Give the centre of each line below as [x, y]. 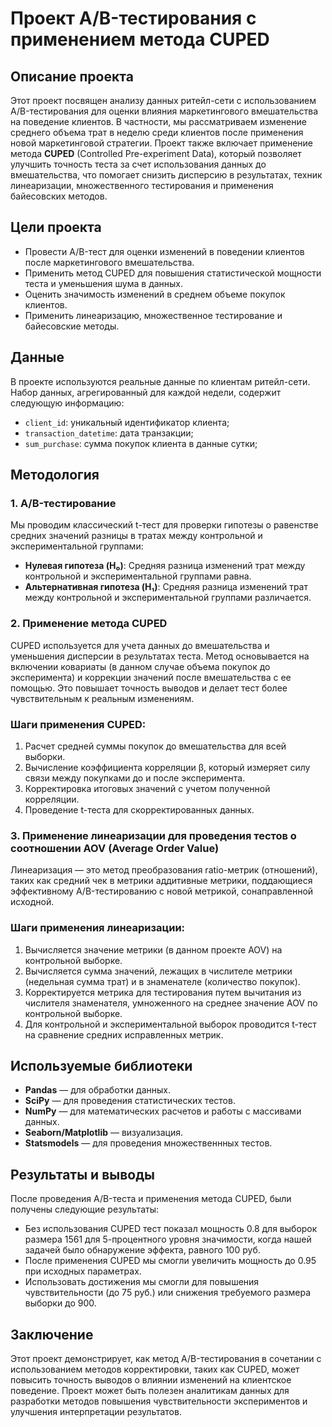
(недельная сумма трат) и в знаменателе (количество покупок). [162, 981]
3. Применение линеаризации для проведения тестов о [153, 835]
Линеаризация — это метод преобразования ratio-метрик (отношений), [164, 870]
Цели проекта [56, 227]
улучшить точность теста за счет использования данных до [138, 164]
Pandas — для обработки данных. [97, 1090]
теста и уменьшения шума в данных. [104, 283]
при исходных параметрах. [83, 1271]
